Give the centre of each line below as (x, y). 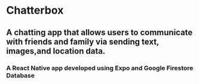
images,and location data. (56, 51)
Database (20, 75)
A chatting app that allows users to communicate (99, 32)
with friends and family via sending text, (83, 41)
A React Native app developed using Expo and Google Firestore (100, 68)
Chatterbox (35, 10)
